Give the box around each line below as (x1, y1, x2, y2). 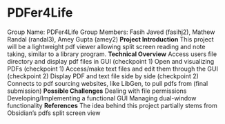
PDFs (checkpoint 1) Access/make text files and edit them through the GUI (7, 64, 219, 73)
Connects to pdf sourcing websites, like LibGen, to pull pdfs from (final (7, 79, 208, 87)
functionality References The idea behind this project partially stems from (7, 101, 217, 109)
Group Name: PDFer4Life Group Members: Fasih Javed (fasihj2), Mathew (7, 28, 215, 36)
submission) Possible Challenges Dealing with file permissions (7, 87, 187, 95)
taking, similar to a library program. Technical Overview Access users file (7, 50, 217, 58)
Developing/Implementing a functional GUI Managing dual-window (7, 94, 197, 102)
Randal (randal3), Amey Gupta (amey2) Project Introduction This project (7, 35, 214, 43)
